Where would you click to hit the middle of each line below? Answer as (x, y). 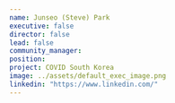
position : (28, 59)
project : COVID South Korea (62, 68)
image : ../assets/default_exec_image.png (88, 76)
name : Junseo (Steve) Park (60, 17)
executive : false (42, 26)
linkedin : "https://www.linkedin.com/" (84, 84)
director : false (39, 34)
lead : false (31, 43)
